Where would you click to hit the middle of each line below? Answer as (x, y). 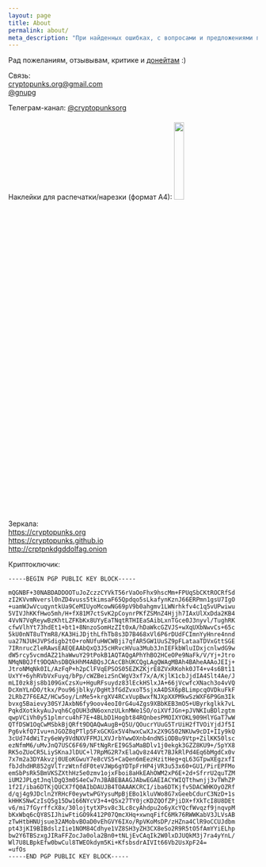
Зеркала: (23, 524)
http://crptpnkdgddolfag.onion (58, 549)
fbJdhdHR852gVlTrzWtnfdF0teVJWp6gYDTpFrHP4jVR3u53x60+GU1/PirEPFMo (122, 766)
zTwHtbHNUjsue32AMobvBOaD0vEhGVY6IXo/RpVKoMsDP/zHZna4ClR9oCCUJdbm (122, 822)
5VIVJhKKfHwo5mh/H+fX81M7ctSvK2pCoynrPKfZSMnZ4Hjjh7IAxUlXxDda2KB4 (122, 614)
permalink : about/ (38, 30)
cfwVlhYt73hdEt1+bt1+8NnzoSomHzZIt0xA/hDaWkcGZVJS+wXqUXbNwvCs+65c (122, 627)
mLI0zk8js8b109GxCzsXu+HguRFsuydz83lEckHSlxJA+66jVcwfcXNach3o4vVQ (122, 683)
